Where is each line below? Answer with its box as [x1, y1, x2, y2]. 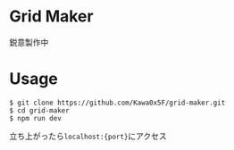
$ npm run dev [9, 113, 63, 122]
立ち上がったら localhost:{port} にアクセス [9, 130, 167, 141]
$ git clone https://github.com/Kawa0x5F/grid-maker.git [9, 98, 226, 107]
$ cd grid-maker [9, 105, 70, 115]
